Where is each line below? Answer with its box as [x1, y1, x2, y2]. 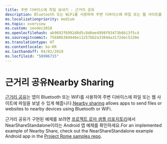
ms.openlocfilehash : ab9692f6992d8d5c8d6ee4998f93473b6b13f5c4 [5, 30, 140, 35]
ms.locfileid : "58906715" [5, 53, 59, 59]
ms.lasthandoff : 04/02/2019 [5, 49, 64, 54]
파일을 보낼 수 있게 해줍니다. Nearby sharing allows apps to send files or [18, 100, 162, 106]
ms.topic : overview [5, 21, 46, 26]
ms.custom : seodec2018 [5, 26, 52, 31]
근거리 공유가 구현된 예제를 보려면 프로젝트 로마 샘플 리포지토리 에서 [5, 116, 136, 122]
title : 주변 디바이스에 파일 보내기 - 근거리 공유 [5, 7, 95, 12]
